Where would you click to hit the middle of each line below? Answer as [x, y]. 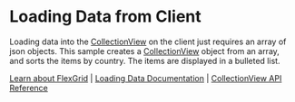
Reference [29, 88]
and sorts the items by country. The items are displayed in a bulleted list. [145, 60]
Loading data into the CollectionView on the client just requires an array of [148, 42]
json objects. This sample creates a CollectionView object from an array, [144, 51]
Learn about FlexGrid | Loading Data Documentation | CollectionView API [146, 78]
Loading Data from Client [105, 17]
